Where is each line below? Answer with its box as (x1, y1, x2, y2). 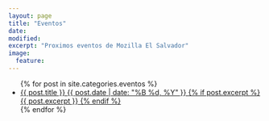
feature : (15, 57, 45, 65)
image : (8, 49, 31, 57)
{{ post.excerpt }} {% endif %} (19, 96, 122, 106)
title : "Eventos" (8, 19, 67, 27)
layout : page (8, 11, 52, 20)
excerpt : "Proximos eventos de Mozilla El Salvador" (8, 42, 189, 50)
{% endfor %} (19, 104, 67, 114)
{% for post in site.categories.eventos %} (19, 78, 158, 89)
